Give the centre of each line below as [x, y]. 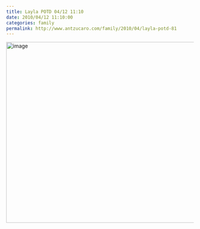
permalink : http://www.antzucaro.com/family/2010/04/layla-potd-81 [92, 28]
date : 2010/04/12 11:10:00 [40, 17]
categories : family [30, 23]
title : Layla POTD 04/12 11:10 [45, 12]
